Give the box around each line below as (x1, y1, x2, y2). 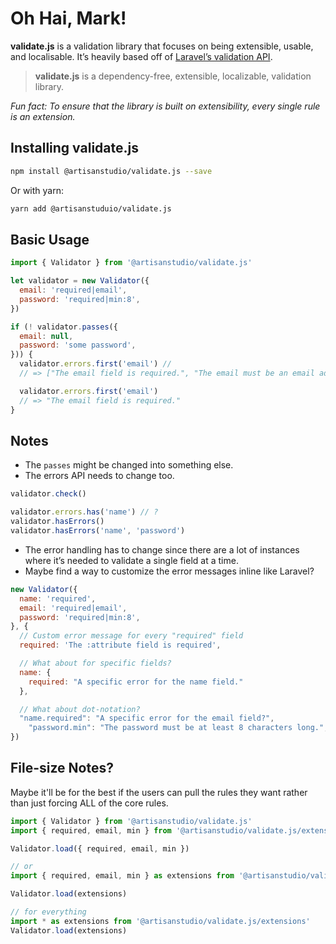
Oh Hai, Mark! (10, 7, 127, 30)
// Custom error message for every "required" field (19, 631, 244, 641)
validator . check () (10, 489, 87, 499)
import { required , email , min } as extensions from (10, 871, 235, 881)
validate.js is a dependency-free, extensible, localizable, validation (34, 70, 312, 82)
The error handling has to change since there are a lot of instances (24, 543, 300, 556)
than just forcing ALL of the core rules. (10, 797, 169, 809)
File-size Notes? (10, 760, 114, 777)
